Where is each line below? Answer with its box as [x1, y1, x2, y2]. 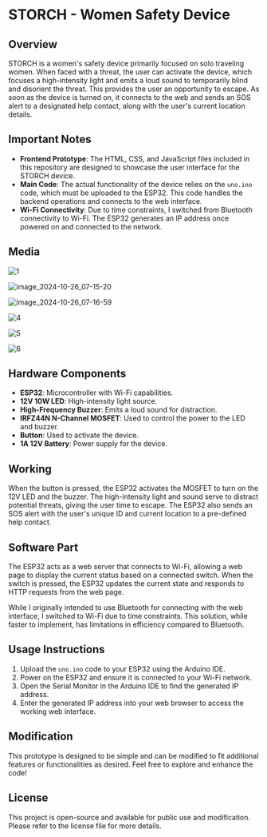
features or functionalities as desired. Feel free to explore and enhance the [8, 759, 253, 769]
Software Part [8, 540, 78, 554]
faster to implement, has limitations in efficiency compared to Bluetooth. [8, 620, 245, 629]
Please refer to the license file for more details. [8, 821, 162, 831]
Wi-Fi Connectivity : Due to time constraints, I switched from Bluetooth [19, 205, 253, 214]
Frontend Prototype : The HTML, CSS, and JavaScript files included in [19, 153, 250, 163]
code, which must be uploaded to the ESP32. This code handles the [19, 188, 243, 197]
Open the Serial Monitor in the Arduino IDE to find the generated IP [19, 681, 239, 691]
